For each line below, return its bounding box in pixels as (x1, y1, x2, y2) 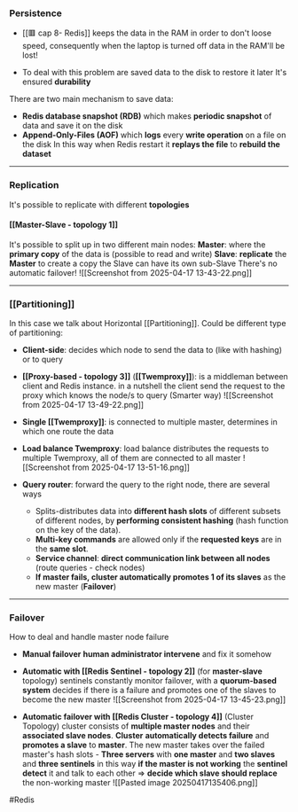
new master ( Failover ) (35, 582, 117, 592)
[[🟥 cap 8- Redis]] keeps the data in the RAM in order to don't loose (21, 27, 272, 38)
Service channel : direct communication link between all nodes (35, 553, 271, 564)
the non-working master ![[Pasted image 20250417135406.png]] (21, 777, 259, 788)
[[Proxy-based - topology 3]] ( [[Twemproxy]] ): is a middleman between (21, 371, 288, 382)
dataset (21, 149, 51, 160)
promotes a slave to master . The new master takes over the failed (21, 739, 265, 751)
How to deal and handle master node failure (9, 632, 169, 643)
